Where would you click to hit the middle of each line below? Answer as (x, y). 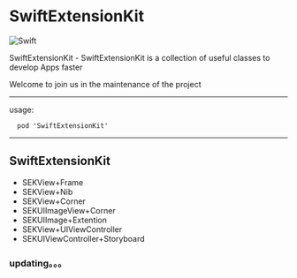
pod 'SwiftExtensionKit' (63, 125)
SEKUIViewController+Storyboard (83, 238)
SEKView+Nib (47, 192)
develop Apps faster (46, 67)
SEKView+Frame (53, 182)
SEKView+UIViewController (72, 229)
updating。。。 (38, 263)
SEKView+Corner (54, 201)
